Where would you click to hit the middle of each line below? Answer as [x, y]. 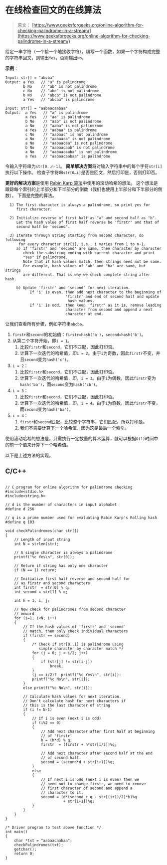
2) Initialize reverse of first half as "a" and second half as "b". [83, 218]
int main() [16, 832]
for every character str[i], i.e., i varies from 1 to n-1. [82, 244]
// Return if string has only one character [61, 566]
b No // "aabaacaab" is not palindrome [70, 148]
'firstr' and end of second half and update [112, 296]
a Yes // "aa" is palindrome [58, 117]
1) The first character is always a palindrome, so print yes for [80, 205]
